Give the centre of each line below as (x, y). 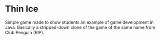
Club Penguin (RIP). (25, 32)
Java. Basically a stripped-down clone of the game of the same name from (80, 27)
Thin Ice (22, 9)
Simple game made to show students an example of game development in (79, 22)
